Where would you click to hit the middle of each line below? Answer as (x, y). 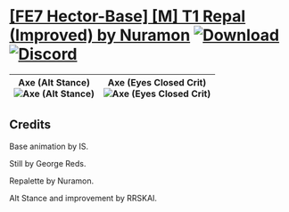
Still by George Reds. (48, 163)
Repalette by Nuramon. (52, 181)
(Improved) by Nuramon (100, 35)
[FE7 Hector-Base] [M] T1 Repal (128, 16)
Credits (30, 125)
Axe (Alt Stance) (54, 82)
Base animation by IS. (49, 146)
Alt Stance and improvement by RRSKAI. (83, 198)
